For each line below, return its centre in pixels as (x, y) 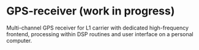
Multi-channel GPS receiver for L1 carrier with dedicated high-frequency (97, 28)
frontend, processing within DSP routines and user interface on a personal (100, 34)
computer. (19, 40)
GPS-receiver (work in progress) (91, 11)
